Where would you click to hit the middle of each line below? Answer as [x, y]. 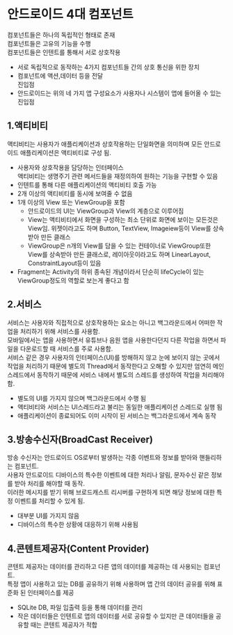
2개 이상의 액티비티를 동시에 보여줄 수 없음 [75, 193]
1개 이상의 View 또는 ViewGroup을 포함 [71, 202]
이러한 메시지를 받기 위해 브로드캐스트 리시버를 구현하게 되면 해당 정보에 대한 [111, 492]
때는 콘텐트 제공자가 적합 [64, 625]
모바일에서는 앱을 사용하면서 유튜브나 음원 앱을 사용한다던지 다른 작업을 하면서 [113, 340]
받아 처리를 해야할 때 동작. [50, 483]
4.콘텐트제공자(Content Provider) [78, 548]
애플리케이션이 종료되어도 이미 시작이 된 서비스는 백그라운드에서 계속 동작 [117, 415]
